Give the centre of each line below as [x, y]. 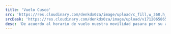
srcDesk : [15, 19]
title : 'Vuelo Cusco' [28, 10]
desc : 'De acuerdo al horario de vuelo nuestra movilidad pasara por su [84, 24]
